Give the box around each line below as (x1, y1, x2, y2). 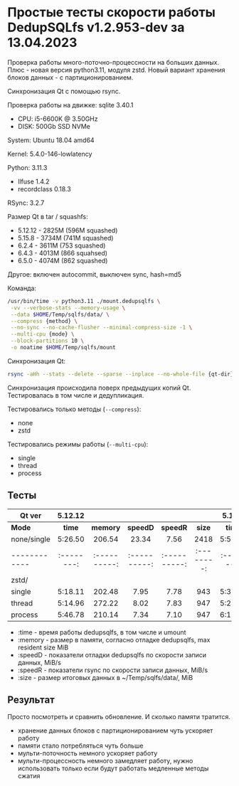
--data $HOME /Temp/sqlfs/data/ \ (10, 311, 110, 318)
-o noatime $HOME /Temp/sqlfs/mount (10, 344, 116, 351)
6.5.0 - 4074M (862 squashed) (17, 256, 108, 265)
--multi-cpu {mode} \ (10, 331, 75, 338)
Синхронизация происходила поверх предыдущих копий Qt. (7, 383, 191, 392)
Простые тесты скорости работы (7, 4, 216, 21)
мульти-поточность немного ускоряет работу (17, 749, 158, 758)
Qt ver (20, 510, 42, 520)
